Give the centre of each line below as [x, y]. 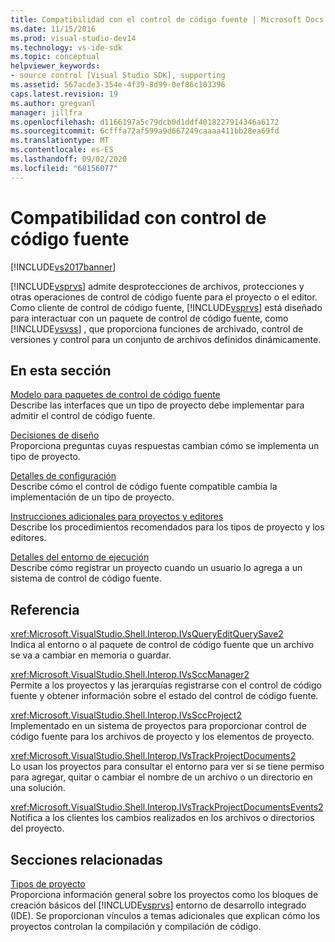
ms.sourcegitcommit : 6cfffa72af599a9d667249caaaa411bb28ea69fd [145, 131]
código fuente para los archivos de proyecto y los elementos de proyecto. [162, 737]
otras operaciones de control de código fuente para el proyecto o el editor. [164, 297]
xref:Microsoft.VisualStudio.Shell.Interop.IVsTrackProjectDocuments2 [153, 756]
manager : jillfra [46, 112]
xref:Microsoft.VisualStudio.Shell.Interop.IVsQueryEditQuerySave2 [147, 634]
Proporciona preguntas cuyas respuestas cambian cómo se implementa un [165, 446]
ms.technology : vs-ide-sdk [66, 47]
